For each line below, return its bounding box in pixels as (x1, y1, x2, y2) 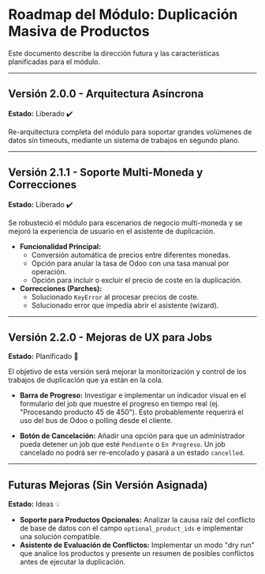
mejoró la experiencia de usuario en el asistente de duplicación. (8, 226, 215, 236)
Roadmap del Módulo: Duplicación (8, 6, 238, 24)
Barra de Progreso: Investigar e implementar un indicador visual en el (19, 391, 247, 400)
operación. (31, 266, 67, 276)
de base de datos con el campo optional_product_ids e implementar (19, 523, 244, 533)
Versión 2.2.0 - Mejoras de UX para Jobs (8, 330, 213, 344)
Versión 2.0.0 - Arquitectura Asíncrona (8, 87, 204, 100)
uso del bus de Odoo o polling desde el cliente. (19, 416, 174, 425)
